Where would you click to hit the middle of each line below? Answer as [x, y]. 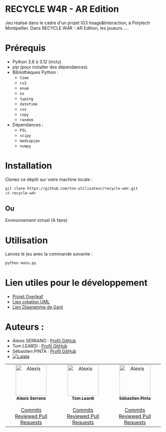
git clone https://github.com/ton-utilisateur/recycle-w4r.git [72, 188]
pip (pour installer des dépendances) [50, 67]
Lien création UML [31, 302]
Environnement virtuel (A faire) [36, 220]
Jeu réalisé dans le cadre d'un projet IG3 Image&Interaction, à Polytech [78, 23]
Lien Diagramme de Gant [38, 307]
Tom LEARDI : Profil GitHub [40, 346]
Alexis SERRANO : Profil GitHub [44, 341]
